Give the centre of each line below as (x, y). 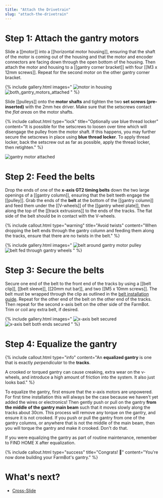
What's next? (33, 477)
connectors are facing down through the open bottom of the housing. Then (80, 62)
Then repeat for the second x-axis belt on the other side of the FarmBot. (77, 304)
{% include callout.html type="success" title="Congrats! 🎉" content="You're (81, 452)
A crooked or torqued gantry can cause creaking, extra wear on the (72, 372)
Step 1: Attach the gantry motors (72, 38)
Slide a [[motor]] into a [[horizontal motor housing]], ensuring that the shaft (80, 52)
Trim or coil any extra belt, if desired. (42, 310)
